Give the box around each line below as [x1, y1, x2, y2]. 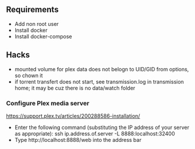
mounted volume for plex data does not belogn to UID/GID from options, [14, 65, 189, 72]
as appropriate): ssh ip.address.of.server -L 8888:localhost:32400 [14, 130, 175, 137]
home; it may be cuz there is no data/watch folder [14, 84, 136, 91]
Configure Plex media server [6, 99, 90, 107]
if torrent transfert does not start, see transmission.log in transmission [14, 78, 184, 85]
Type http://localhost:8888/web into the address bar [14, 136, 142, 143]
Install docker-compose [14, 32, 72, 40]
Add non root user [14, 20, 59, 27]
